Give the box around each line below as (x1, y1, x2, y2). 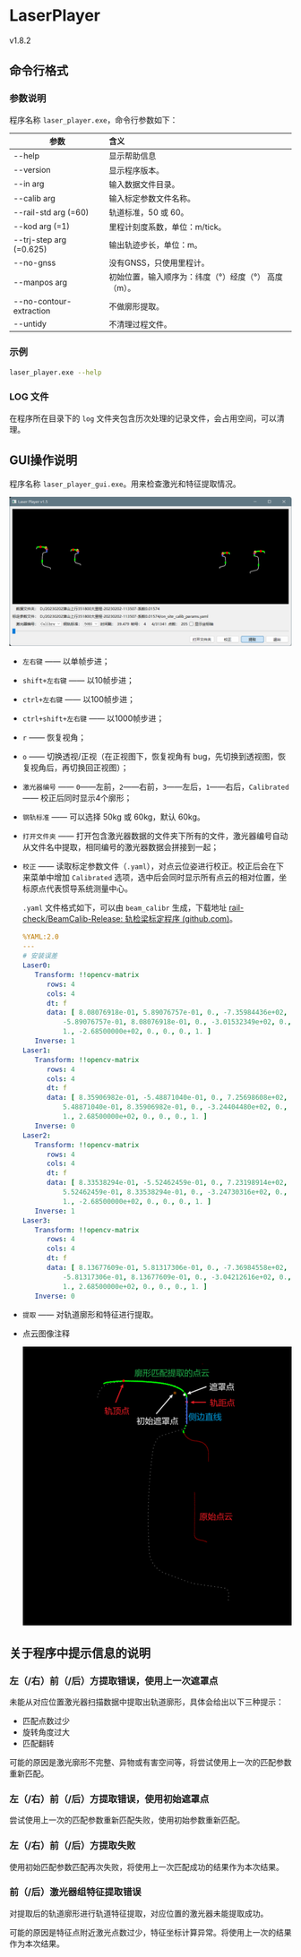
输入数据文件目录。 (108, 178, 180, 189)
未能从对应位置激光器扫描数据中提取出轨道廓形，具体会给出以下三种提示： (9, 1696, 284, 1707)
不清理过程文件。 (108, 319, 172, 330)
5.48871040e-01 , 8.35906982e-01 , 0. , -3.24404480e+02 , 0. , (62, 1103, 288, 1112)
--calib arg (13, 193, 56, 203)
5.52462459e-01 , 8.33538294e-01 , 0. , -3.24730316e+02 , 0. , (62, 1188, 288, 1197)
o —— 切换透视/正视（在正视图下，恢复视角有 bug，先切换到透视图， (21, 751, 279, 762)
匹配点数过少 (21, 1715, 70, 1726)
